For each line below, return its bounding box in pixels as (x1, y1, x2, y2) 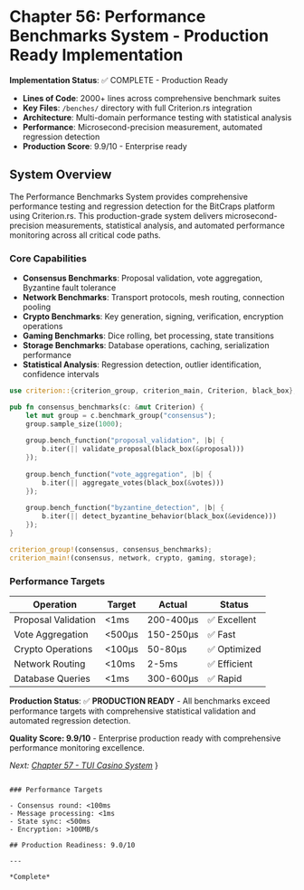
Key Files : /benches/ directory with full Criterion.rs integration (22, 102, 252, 113)
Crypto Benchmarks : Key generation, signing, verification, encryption (22, 311, 284, 322)
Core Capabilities (9, 251, 88, 264)
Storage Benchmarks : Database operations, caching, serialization (22, 340, 270, 351)
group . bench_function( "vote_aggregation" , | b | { (25, 469, 213, 478)
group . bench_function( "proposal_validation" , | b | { (25, 436, 224, 445)
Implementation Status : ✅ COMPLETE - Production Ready (9, 74, 229, 85)
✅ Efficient (207, 658, 253, 670)
